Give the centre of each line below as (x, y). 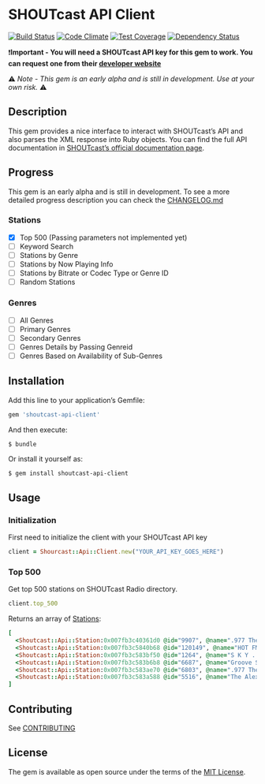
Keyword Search (46, 246)
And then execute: (38, 429)
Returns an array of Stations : (55, 619)
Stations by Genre (49, 255)
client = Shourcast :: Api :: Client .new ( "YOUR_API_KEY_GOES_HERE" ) (116, 552)
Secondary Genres (50, 338)
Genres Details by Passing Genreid (76, 347)
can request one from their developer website (85, 63)
